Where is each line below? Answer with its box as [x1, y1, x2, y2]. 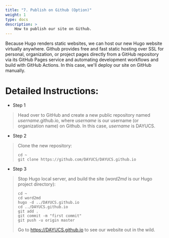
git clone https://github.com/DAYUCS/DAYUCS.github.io [17, 157, 137, 162]
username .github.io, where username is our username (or [17, 118, 139, 124]
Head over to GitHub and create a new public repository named [17, 112, 151, 118]
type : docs [5, 17, 28, 22]
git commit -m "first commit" [17, 214, 82, 219]
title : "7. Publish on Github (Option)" [5, 7, 92, 13]
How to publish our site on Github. [14, 27, 92, 32]
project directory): [17, 181, 56, 188]
